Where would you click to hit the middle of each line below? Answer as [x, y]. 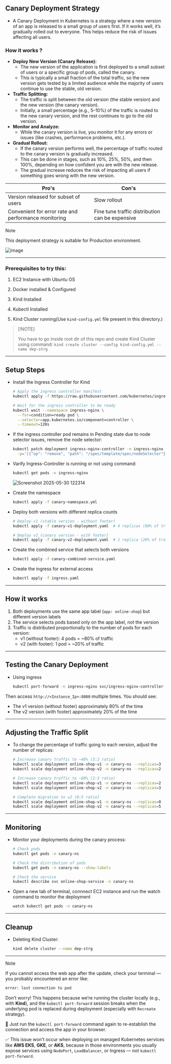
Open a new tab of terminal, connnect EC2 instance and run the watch [86, 892]
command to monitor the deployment [51, 897]
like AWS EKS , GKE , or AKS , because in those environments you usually [81, 1045]
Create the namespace [37, 493]
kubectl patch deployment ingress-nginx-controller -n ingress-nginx [88, 449]
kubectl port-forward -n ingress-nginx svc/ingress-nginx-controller [88, 686]
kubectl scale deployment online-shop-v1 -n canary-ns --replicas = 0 [87, 802]
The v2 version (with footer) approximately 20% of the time [75, 712]
